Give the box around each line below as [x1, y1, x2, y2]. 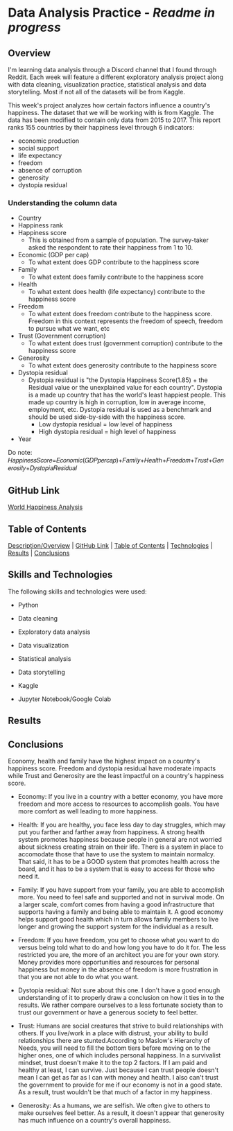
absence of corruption [17, 166, 83, 174]
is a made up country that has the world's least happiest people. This [28, 390, 226, 399]
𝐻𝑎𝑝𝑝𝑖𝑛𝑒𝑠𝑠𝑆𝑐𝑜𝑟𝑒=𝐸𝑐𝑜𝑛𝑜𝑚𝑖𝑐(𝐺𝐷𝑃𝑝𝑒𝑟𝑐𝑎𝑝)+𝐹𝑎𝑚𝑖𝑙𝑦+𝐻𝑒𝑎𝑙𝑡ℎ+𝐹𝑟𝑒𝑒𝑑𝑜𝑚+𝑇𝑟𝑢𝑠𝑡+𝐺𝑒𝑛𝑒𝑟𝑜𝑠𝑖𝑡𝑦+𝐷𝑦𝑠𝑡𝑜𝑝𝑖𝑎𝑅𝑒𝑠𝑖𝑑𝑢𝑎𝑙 [8, 456, 224, 465]
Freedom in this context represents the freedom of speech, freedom [28, 317, 223, 325]
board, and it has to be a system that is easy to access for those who [17, 865, 216, 873]
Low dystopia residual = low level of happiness [38, 420, 173, 429]
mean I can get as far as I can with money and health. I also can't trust [17, 1073, 219, 1081]
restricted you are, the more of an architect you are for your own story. [17, 950, 221, 958]
